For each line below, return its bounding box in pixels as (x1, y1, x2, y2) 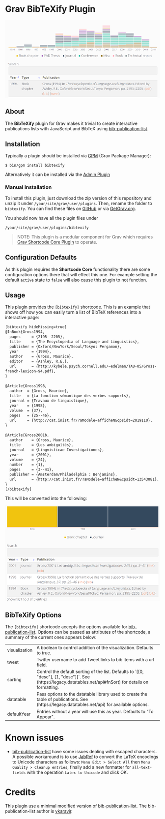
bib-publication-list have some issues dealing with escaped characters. (12, 749, 157, 755)
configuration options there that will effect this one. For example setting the (5, 271, 158, 277)
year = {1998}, (9, 403, 48, 409)
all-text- (132, 765, 152, 770)
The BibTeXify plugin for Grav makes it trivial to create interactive (5, 120, 137, 126)
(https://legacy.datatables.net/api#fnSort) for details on (36, 679, 149, 685)
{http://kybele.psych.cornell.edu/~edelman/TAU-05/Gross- (36, 364, 157, 369)
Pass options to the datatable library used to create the (36, 691, 147, 697)
